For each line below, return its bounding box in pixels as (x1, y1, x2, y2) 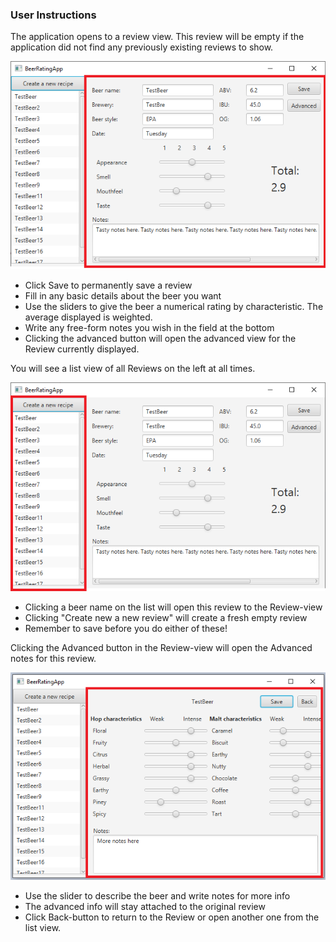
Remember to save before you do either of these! (24, 622, 228, 634)
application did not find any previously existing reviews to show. (10, 41, 274, 53)
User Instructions (10, 8, 97, 22)
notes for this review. (10, 652, 97, 664)
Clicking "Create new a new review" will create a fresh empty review (24, 611, 308, 623)
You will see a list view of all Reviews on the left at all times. (10, 363, 256, 375)
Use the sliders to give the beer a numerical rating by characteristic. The (24, 301, 324, 313)
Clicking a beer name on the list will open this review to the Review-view (24, 601, 323, 613)
